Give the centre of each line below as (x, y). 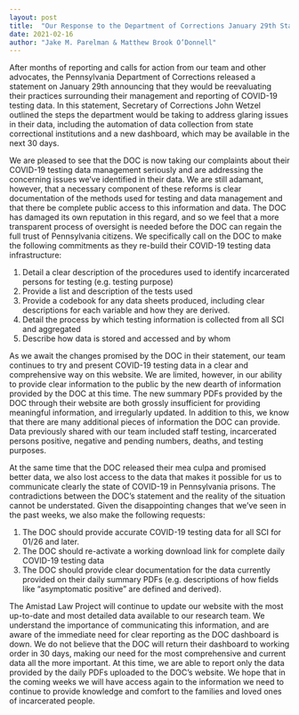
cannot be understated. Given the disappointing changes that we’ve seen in (148, 506)
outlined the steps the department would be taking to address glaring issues (149, 115)
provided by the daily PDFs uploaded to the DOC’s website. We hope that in (148, 672)
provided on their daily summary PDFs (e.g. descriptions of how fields (150, 580)
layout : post (33, 17)
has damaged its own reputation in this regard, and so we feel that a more (144, 217)
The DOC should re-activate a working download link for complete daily (154, 551)
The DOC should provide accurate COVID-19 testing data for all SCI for (152, 532)
